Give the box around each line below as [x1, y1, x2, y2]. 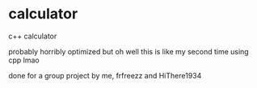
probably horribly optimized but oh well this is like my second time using [8, 46, 249, 56]
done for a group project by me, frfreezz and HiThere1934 [8, 70, 202, 80]
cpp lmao [8, 55, 40, 65]
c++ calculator [8, 31, 57, 41]
